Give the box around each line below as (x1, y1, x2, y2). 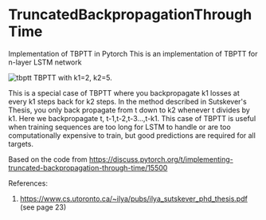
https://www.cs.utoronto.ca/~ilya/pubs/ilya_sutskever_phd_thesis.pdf (19, 194, 248, 203)
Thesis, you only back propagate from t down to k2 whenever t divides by (8, 105, 251, 115)
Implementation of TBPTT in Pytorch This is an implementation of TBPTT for (8, 49, 258, 58)
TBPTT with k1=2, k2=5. (33, 73, 113, 82)
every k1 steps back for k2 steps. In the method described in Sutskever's (8, 96, 247, 106)
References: (8, 178, 48, 188)
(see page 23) (19, 202, 67, 212)
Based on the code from (8, 154, 88, 164)
